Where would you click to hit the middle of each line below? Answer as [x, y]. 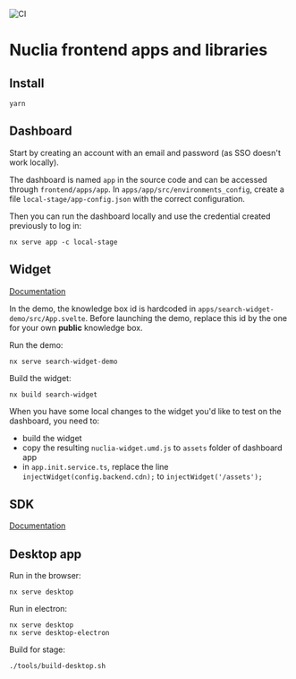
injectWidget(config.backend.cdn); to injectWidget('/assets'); [142, 476]
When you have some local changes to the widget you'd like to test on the [145, 411]
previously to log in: [46, 225]
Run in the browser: [46, 576]
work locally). [34, 162]
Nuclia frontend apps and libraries [139, 50]
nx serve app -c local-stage [63, 242]
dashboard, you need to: [55, 421]
